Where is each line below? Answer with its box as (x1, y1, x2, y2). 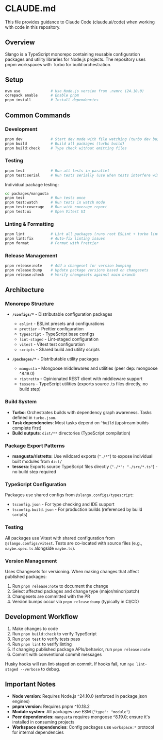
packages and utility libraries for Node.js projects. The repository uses (5, 56, 146, 62)
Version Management (5, 558, 57, 564)
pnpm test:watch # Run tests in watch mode (5, 200, 105, 205)
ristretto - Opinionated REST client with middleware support (19, 376, 143, 382)
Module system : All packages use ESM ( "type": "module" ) (12, 708, 130, 714)
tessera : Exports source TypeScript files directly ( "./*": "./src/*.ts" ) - (12, 464, 158, 469)
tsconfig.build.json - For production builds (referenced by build (12, 506, 143, 512)
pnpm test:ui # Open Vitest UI (5, 209, 86, 214)
